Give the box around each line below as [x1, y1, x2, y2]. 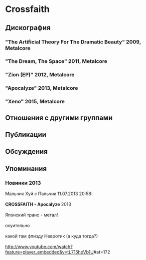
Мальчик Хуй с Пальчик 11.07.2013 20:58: [5, 191, 93, 197]
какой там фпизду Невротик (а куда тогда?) [5, 233, 98, 239]
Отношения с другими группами [5, 113, 113, 122]
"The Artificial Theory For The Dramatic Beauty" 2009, [5, 38, 141, 45]
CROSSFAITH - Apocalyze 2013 [5, 201, 71, 208]
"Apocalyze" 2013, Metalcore [5, 85, 78, 92]
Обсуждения [5, 147, 48, 156]
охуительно [5, 223, 30, 229]
